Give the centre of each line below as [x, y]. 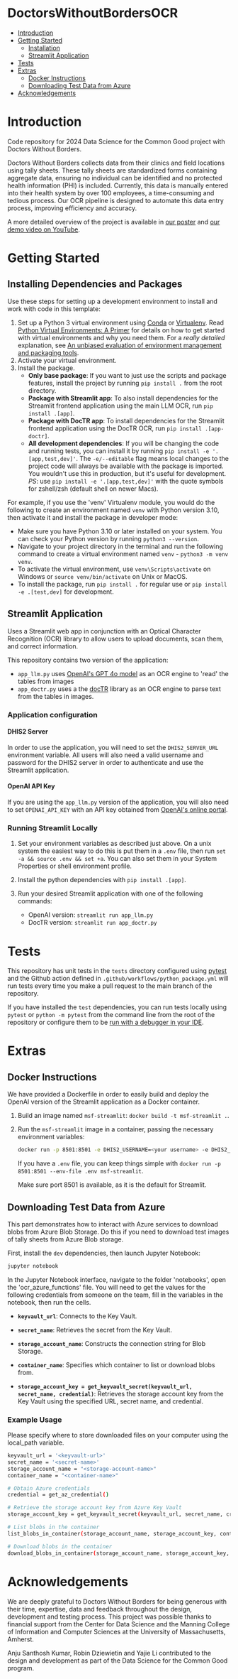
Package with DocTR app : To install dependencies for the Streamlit [126, 420]
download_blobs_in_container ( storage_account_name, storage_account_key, [119, 1553]
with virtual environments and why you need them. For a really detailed [121, 337]
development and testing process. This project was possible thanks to [109, 1616]
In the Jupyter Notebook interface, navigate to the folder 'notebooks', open [117, 1279]
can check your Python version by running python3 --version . [108, 538]
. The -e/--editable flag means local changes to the [152, 458]
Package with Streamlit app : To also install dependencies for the [123, 398]
